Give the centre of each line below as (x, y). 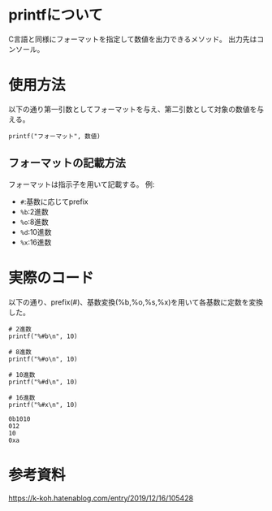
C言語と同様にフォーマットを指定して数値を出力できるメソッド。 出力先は (133, 39)
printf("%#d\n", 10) (43, 382)
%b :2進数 (34, 211)
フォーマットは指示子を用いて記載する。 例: (82, 184)
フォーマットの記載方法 (67, 163)
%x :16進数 (36, 242)
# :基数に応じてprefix (54, 201)
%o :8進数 (34, 222)
